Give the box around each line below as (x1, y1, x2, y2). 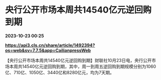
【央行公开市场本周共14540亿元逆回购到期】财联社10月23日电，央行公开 (5, 57, 152, 63)
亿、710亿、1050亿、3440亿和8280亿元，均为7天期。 (5, 69, 115, 75)
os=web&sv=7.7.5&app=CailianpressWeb (5, 47, 91, 53)
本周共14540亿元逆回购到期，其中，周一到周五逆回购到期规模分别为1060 (9, 64, 156, 69)
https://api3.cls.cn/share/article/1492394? (5, 42, 95, 48)
